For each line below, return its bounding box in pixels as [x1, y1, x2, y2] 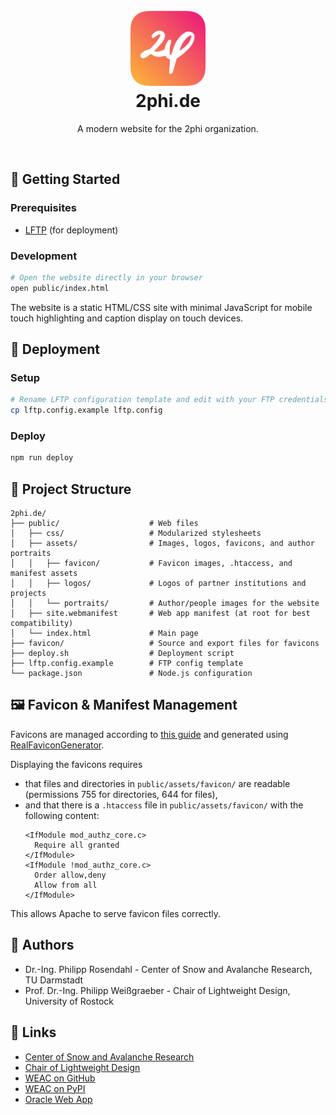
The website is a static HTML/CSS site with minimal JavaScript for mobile [10, 301, 313, 313]
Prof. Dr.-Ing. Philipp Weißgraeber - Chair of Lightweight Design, [24, 984, 291, 996]
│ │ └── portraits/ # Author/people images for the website [10, 599, 320, 609]
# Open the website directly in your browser [10, 272, 203, 283]
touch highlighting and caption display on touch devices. [10, 312, 244, 324]
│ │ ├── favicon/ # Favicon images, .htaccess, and [10, 559, 293, 569]
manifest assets [10, 569, 78, 579]
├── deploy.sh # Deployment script [10, 649, 235, 659]
